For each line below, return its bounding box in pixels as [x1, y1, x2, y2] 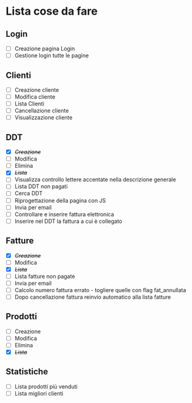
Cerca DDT [14, 190, 43, 197]
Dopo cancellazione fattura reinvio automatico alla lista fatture [14, 293, 171, 301]
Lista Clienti [14, 100, 45, 108]
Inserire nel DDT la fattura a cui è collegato [14, 217, 123, 225]
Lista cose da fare [6, 4, 98, 18]
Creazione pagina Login [14, 45, 75, 52]
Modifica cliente [14, 93, 56, 100]
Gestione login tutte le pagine [14, 52, 89, 59]
